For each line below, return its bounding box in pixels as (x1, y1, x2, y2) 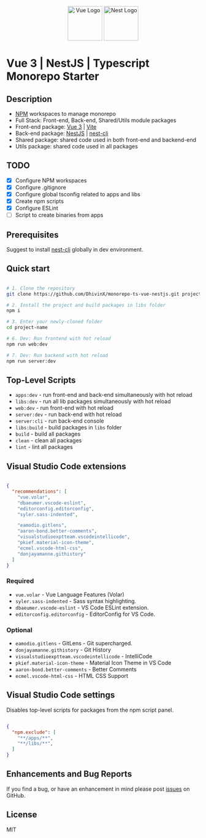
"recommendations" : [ (12, 488, 67, 495)
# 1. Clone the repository (6, 285, 75, 291)
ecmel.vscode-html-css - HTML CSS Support (15, 672, 129, 680)
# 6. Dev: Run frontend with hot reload (6, 336, 112, 342)
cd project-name (6, 325, 48, 331)
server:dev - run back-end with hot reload (15, 411, 122, 418)
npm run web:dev (6, 341, 48, 347)
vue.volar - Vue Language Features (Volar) (15, 591, 124, 598)
